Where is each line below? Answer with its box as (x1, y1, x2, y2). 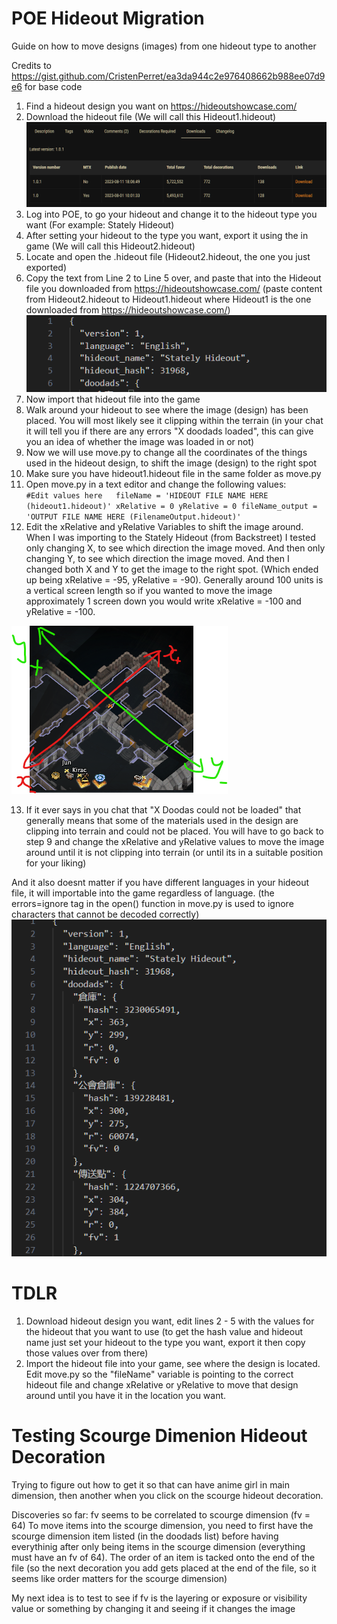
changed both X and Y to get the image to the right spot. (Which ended (25, 563, 319, 576)
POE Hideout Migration (11, 7, 205, 30)
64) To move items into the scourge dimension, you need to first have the (11, 1519, 314, 1531)
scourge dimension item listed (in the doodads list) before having (11, 1530, 279, 1542)
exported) (25, 262, 68, 274)
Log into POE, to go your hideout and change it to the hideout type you (25, 208, 318, 221)
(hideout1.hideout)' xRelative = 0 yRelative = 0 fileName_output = (25, 502, 318, 512)
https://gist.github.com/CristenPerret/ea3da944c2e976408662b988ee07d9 (11, 70, 326, 82)
